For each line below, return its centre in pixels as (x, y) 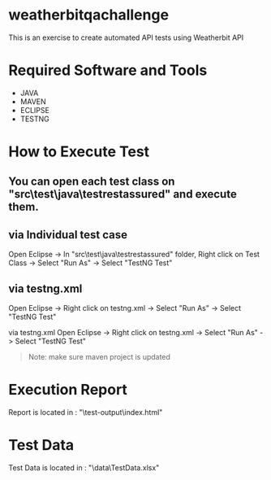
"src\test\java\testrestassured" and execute (123, 194)
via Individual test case (68, 235)
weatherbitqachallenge (88, 15)
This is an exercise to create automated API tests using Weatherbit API (126, 37)
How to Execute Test (79, 152)
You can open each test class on (92, 182)
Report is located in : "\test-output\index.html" (86, 412)
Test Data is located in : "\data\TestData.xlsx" (84, 467)
